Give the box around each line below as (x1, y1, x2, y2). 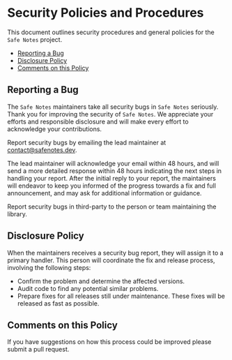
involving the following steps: (7, 263, 91, 271)
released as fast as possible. (17, 299, 100, 308)
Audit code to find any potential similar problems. (17, 284, 159, 292)
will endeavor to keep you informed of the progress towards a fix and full (7, 181, 216, 190)
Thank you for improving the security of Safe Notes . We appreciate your (7, 110, 214, 118)
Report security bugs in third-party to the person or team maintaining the (7, 202, 217, 211)
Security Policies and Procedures (7, 5, 204, 21)
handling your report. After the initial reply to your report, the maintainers (7, 174, 216, 182)
